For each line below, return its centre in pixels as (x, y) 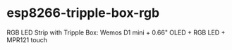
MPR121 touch (27, 39)
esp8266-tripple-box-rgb (83, 13)
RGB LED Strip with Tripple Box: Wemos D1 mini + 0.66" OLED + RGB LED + (116, 32)
